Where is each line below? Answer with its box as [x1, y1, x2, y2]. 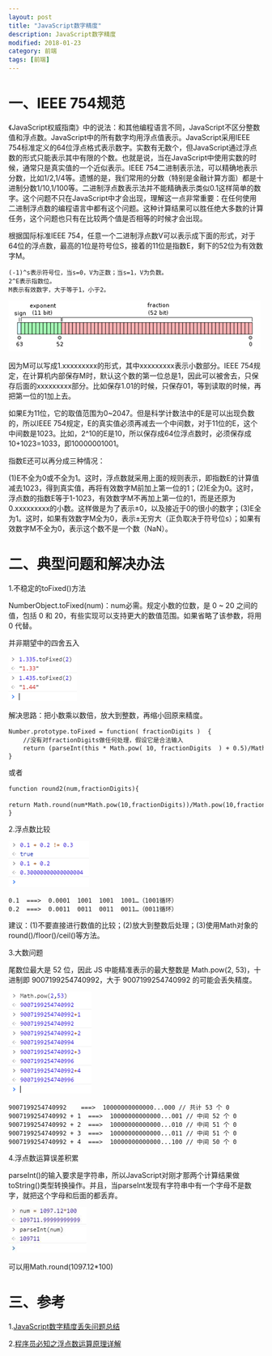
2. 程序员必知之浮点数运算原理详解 [8, 1338, 121, 1348]
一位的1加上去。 [22, 391, 75, 401]
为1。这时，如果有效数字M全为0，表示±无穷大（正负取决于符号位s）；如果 [8, 513, 254, 523]
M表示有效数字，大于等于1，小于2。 [8, 286, 110, 294]
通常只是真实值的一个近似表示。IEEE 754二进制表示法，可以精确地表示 [22, 163, 258, 172]
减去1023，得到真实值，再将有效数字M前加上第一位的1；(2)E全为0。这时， [8, 482, 258, 493]
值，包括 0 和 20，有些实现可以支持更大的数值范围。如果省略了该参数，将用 [8, 610, 262, 620]
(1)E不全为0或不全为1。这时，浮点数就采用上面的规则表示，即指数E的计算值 [8, 473, 260, 482]
